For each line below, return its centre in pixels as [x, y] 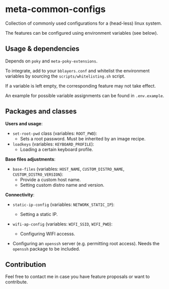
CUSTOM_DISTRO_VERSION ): [38, 174]
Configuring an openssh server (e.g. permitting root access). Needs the [86, 243]
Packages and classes [41, 112]
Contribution [26, 265]
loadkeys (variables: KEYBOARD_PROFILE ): [53, 144]
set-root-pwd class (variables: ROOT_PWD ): [55, 133]
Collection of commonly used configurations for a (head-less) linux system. [84, 23]
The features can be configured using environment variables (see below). [82, 33]
